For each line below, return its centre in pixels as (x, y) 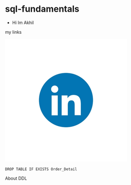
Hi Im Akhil (23, 23)
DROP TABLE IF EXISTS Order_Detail (41, 169)
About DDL (16, 178)
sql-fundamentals (42, 9)
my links (13, 32)
